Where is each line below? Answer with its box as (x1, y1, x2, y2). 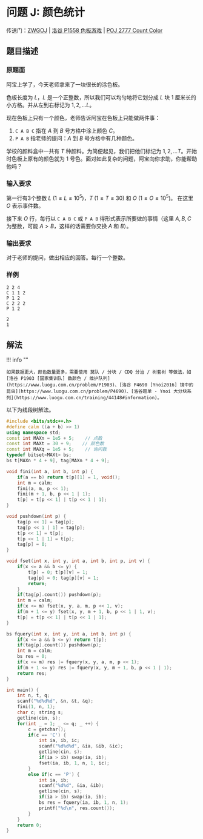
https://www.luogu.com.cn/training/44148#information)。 (16, 394, 162, 400)
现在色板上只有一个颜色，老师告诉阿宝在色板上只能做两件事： (6, 114, 161, 121)
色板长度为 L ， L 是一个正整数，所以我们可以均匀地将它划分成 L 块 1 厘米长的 (6, 93, 197, 101)
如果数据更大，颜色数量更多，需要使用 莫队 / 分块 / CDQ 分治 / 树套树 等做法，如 (6, 369, 191, 375)
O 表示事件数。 (6, 202, 44, 209)
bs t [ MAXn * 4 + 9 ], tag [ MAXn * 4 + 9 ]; (6, 458, 110, 464)
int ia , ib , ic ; (38, 737, 80, 744)
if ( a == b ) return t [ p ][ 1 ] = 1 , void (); (17, 474, 121, 480)
